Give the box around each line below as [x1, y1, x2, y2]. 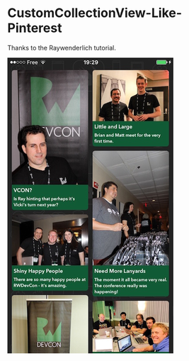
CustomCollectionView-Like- [7, 5, 183, 21]
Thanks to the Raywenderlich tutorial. [7, 43, 117, 52]
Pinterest [7, 20, 62, 36]
